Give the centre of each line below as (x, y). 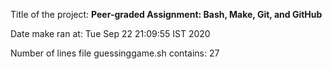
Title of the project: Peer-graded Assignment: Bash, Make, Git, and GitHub (166, 14)
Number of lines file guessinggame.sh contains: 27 (115, 53)
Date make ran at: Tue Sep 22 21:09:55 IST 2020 (110, 33)
